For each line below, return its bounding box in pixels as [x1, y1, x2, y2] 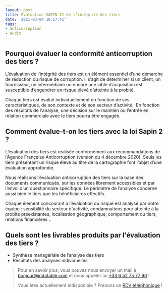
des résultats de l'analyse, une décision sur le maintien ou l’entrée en [5, 107, 149, 113]
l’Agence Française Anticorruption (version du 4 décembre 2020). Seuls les [5, 154, 162, 160]
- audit [5, 31, 22, 36]
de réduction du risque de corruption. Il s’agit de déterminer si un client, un [5, 76, 161, 82]
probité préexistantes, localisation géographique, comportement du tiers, [5, 211, 157, 217]
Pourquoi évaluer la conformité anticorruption [5, 49, 153, 58]
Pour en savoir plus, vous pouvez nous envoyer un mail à [17, 267, 136, 273]
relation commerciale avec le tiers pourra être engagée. [5, 112, 121, 119]
